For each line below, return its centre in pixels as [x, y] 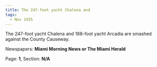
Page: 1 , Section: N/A [28, 59]
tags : [11, 15]
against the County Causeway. [38, 39]
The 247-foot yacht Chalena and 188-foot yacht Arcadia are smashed [78, 34]
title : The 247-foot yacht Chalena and [48, 10]
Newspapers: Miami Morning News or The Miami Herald [66, 49]
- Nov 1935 [21, 19]
